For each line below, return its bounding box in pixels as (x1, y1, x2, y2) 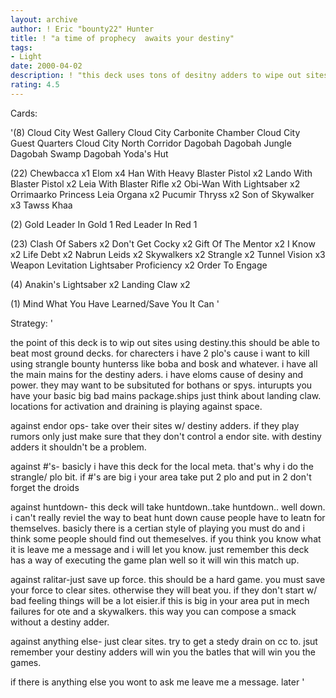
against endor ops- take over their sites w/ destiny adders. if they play (10, 419, 300, 431)
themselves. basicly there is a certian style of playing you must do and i (10, 522, 305, 534)
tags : (10, 42, 33, 53)
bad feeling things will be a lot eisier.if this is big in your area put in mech (10, 594, 310, 606)
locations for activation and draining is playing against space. (10, 400, 263, 412)
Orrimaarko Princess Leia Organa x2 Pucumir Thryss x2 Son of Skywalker (10, 188, 315, 200)
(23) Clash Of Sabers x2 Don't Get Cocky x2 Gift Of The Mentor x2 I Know (10, 237, 316, 250)
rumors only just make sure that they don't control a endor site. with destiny (10, 430, 322, 442)
